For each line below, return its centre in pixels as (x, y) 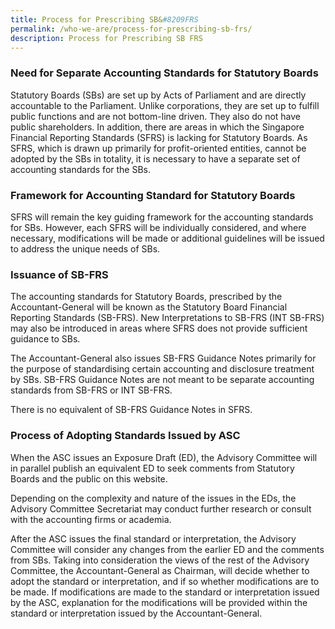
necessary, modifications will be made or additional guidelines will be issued (167, 238)
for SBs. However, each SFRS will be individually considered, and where (158, 227)
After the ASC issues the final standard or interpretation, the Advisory (153, 538)
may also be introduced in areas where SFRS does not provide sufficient (159, 328)
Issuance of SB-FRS (59, 274)
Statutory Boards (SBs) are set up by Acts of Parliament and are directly (158, 95)
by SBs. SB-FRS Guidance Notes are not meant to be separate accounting (162, 380)
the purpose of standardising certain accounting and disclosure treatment (162, 369)
